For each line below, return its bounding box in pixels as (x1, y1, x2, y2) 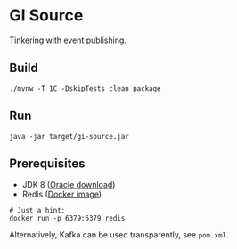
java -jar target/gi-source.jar (9, 132, 129, 141)
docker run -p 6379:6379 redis (9, 214, 126, 223)
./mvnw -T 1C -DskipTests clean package (9, 84, 162, 93)
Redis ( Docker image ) (21, 189, 102, 200)
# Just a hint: (9, 206, 66, 215)
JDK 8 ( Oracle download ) (21, 180, 116, 190)
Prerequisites (9, 156, 86, 171)
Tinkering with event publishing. (9, 35, 127, 45)
